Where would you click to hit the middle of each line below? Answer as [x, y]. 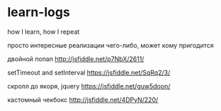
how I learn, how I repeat [44, 32]
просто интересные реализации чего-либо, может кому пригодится [110, 45]
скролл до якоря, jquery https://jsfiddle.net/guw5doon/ [89, 86]
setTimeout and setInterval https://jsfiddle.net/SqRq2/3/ [89, 72]
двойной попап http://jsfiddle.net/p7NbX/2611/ [76, 59]
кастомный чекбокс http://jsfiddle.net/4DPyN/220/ [83, 100]
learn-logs [39, 12]
